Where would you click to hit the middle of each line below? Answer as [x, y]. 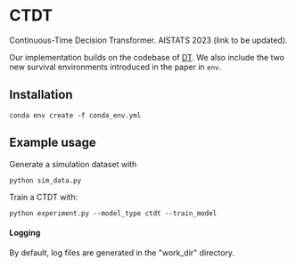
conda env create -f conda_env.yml [75, 115]
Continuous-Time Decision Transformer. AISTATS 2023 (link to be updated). [148, 40]
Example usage [53, 143]
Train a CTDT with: [44, 197]
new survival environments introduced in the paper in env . [115, 67]
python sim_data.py [45, 180]
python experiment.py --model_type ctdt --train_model [113, 213]
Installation [41, 95]
